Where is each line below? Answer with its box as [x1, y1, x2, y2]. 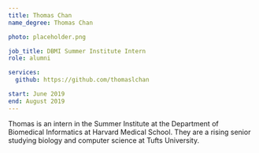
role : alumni [8, 54, 51, 63]
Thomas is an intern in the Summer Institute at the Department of [8, 118, 219, 128]
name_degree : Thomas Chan [8, 19, 93, 27]
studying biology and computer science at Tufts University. [8, 135, 199, 145]
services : [8, 68, 41, 77]
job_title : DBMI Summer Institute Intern [8, 47, 146, 55]
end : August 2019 [8, 97, 65, 105]
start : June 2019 [8, 90, 65, 98]
